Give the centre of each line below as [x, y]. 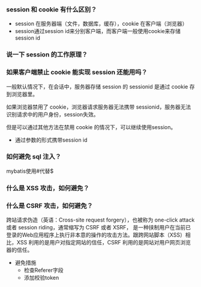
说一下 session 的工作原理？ [47, 55]
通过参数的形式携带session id [51, 140]
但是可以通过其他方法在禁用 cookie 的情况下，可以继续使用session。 [91, 127]
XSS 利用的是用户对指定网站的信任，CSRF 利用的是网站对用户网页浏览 [103, 243]
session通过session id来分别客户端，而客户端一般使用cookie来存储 [98, 31]
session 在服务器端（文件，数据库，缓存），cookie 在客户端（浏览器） [101, 24]
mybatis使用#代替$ [30, 171]
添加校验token [41, 278]
